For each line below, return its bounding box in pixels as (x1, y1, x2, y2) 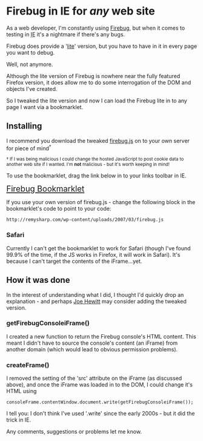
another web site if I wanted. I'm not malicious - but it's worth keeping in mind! (6, 162, 170, 168)
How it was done (6, 275, 70, 285)
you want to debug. (6, 48, 55, 56)
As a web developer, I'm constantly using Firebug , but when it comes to (6, 24, 185, 31)
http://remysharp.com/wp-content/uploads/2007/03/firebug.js (6, 217, 164, 223)
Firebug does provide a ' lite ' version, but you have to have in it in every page (6, 42, 198, 50)
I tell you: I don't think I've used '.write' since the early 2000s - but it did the (6, 410, 195, 417)
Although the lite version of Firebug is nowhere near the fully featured (6, 72, 181, 79)
